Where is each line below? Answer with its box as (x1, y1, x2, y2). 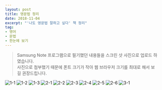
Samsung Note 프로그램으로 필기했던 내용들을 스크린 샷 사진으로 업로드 (16, 52, 152, 58)
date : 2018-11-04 (5, 16, 40, 21)
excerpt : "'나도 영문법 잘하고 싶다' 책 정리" (5, 20, 88, 26)
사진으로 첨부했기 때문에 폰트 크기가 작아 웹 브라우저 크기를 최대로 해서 (16, 64, 150, 70)
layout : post (5, 7, 31, 12)
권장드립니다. (22, 70, 47, 76)
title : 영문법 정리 (5, 12, 39, 16)
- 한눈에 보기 (5, 39, 29, 43)
